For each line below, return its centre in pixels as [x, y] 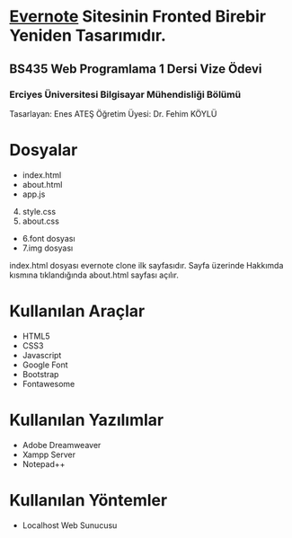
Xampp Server [49, 454]
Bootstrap [40, 374]
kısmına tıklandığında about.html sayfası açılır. [94, 275]
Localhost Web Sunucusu [70, 525]
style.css [39, 211]
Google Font [45, 365]
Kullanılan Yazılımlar [87, 420]
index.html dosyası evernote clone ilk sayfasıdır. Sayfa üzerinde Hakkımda [146, 265]
